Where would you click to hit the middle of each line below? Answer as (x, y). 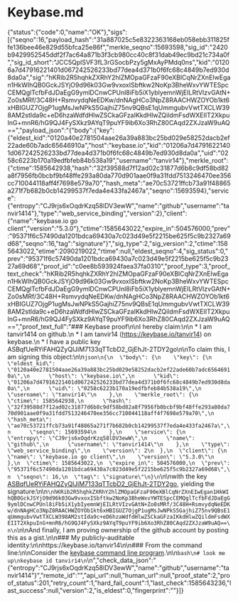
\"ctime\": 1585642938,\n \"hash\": (70, 401)
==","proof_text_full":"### (45, 326)
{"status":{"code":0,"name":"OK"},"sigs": (67, 32)
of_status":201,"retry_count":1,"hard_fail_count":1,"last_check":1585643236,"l (119, 583)
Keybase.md (45, 12)
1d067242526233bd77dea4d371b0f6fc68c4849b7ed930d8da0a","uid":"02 (118, 153)
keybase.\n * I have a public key (54, 341)
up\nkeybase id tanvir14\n (47, 561)
